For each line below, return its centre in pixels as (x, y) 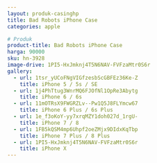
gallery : (20, 71)
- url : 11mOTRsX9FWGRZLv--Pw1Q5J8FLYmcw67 (76, 104)
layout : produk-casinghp (43, 14)
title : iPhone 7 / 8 (49, 123)
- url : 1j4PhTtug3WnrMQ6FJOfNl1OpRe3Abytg (76, 91)
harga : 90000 (26, 52)
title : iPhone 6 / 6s (51, 97)
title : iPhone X (43, 149)
